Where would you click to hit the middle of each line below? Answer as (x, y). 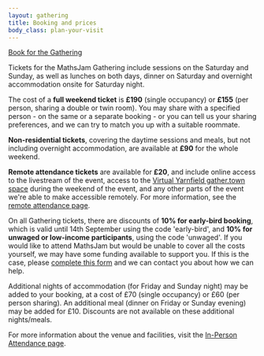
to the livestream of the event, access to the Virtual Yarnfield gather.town (127, 180)
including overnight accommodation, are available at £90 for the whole (123, 148)
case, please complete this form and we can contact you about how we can (131, 263)
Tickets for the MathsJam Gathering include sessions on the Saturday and (128, 68)
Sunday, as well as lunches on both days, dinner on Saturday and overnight (130, 76)
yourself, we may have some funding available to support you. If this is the (129, 254)
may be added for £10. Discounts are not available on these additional (121, 311)
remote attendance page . (49, 206)
